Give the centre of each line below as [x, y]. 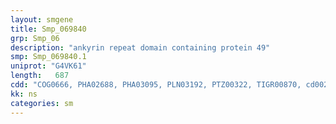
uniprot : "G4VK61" [48, 66]
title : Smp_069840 [48, 29]
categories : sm [42, 103]
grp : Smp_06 [35, 38]
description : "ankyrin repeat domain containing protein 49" [140, 47]
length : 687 [40, 76]
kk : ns [24, 94]
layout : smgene [42, 19]
